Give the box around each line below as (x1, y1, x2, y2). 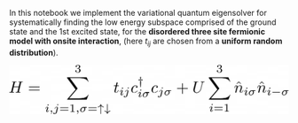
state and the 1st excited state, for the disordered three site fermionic (9, 27, 266, 36)
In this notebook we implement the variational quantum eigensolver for (9, 8, 268, 18)
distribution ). (9, 47, 59, 58)
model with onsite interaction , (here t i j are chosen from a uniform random (9, 35, 283, 48)
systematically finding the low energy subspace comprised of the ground (9, 17, 277, 27)
